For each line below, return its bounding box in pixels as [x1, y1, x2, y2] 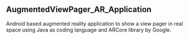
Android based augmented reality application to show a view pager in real [6, 20, 184, 27]
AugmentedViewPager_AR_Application [6, 5, 152, 15]
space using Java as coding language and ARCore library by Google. [6, 26, 171, 33]
